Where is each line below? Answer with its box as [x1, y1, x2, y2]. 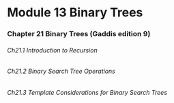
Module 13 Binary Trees [7, 5, 143, 20]
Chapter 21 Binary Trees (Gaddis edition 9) [7, 29, 151, 39]
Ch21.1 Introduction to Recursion [7, 46, 98, 54]
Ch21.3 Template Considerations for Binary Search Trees [7, 88, 168, 96]
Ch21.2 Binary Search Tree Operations [7, 67, 116, 76]
